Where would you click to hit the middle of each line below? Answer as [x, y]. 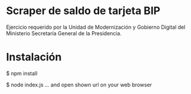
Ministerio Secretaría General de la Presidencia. [64, 33]
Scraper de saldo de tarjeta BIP [83, 11]
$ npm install [22, 73]
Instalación [34, 57]
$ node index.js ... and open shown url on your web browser [79, 85]
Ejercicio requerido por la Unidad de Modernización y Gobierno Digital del [96, 27]
